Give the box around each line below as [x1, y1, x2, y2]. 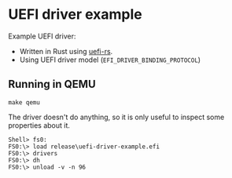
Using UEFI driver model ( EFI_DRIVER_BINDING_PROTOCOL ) [19, 55, 201, 64]
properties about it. [8, 120, 71, 130]
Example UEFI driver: [8, 31, 76, 41]
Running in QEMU [8, 78, 96, 91]
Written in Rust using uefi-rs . [19, 46, 113, 56]
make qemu [8, 98, 41, 107]
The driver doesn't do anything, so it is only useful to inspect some [8, 112, 225, 122]
